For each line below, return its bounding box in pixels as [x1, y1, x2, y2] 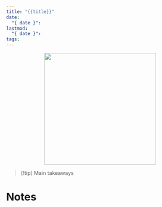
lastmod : [6, 25, 28, 32]
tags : [6, 36, 20, 42]
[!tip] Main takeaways [20, 170, 74, 176]
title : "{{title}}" [6, 8, 55, 15]
